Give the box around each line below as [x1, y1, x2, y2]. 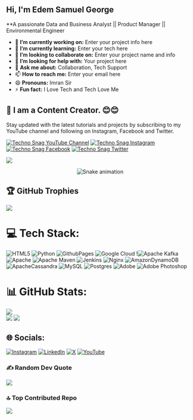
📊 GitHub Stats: [6, 285, 88, 298]
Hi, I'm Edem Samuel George [6, 5, 114, 15]
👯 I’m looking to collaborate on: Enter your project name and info [14, 51, 176, 58]
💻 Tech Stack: [6, 226, 80, 240]
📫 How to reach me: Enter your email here [14, 70, 121, 77]
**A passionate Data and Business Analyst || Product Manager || [6, 20, 166, 27]
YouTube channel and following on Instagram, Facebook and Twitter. [6, 127, 175, 135]
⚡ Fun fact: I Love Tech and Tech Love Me [14, 86, 119, 93]
